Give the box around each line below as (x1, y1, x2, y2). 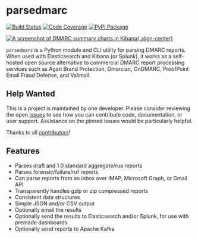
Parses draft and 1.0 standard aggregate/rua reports (14, 162, 143, 169)
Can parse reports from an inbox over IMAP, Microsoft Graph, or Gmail (14, 174, 187, 181)
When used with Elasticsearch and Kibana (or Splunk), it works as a (6, 52, 172, 59)
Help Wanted (6, 89, 55, 99)
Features (6, 146, 40, 156)
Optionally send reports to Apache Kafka (14, 225, 115, 232)
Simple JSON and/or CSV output (14, 200, 95, 207)
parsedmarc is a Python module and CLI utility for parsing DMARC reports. (6, 46, 186, 54)
